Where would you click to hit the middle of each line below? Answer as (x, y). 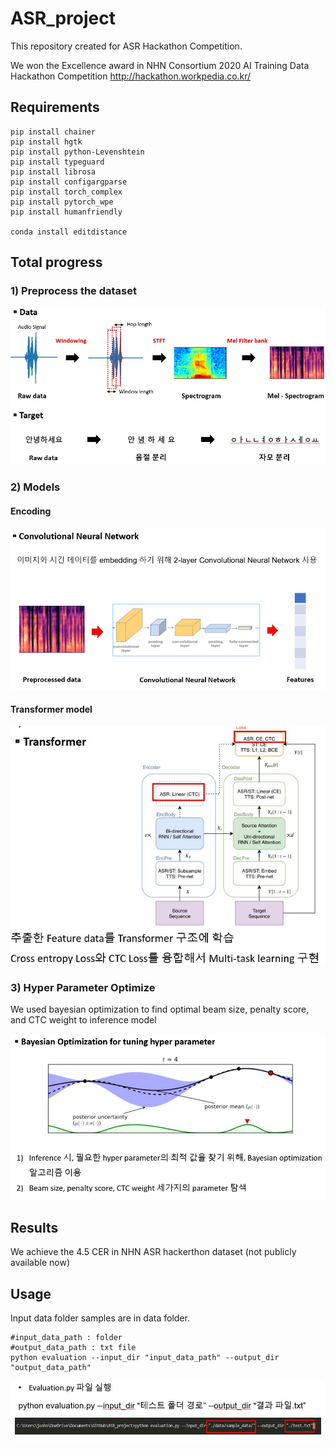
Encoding (31, 511)
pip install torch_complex (66, 192)
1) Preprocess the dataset (73, 291)
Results (34, 1227)
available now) (40, 1263)
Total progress (56, 262)
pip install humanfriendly (66, 212)
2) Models (35, 487)
